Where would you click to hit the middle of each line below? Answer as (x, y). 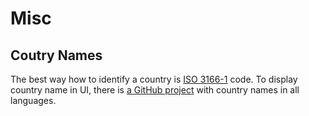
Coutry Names (56, 55)
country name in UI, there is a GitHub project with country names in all (155, 90)
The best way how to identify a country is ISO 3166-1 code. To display (154, 79)
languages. (33, 100)
